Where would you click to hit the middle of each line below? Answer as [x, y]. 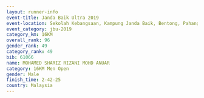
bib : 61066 [20, 57]
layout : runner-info [32, 12]
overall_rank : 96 [28, 40]
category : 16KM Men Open [38, 68]
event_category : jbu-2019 [39, 29]
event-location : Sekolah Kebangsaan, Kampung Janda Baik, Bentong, [93, 23]
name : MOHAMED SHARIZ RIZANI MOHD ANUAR [58, 63]
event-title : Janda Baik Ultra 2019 [53, 18]
